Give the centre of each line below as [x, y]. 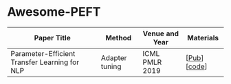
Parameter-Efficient [43, 53]
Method [119, 38]
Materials [203, 38]
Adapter [114, 57]
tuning [111, 66]
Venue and [161, 33]
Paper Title [52, 38]
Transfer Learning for [45, 62]
